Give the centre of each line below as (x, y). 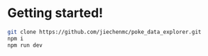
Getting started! (55, 13)
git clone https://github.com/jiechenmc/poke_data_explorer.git (104, 32)
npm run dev (25, 45)
